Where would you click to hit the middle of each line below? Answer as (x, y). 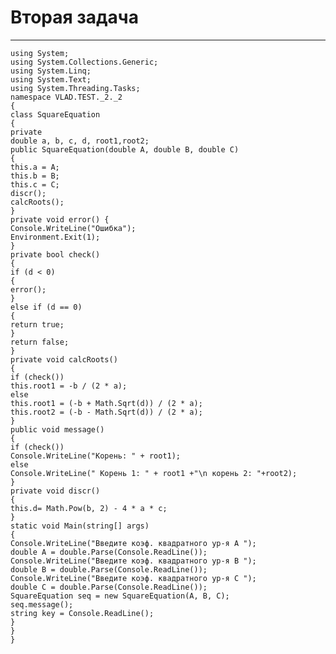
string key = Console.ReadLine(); (82, 613)
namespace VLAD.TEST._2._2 (66, 97)
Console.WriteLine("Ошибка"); (73, 228)
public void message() (57, 429)
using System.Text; (51, 79)
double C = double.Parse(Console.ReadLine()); (109, 587)
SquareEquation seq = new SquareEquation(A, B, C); (120, 596)
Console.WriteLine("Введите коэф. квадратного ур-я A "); (133, 543)
